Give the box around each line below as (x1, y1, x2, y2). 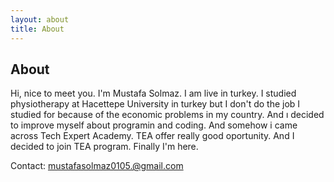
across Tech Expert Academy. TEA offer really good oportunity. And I (10, 130, 295, 142)
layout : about (10, 14, 70, 25)
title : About (10, 24, 65, 34)
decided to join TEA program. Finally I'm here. (10, 141, 199, 153)
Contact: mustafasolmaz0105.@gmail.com (10, 160, 184, 172)
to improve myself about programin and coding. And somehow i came (10, 119, 298, 131)
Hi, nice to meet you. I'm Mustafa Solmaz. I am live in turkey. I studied (10, 87, 297, 100)
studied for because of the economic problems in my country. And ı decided (10, 109, 325, 121)
